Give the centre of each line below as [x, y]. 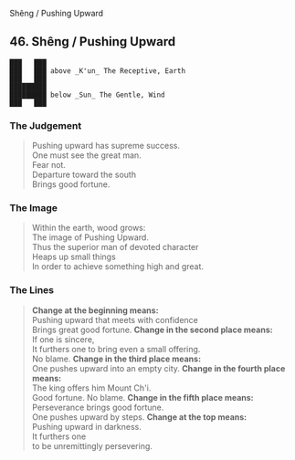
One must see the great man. [86, 155]
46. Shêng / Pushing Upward [93, 42]
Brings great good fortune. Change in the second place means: [152, 329]
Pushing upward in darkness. [86, 426]
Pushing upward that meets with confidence [115, 319]
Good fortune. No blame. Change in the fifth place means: [142, 397]
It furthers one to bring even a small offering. [116, 349]
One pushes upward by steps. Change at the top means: [139, 417]
